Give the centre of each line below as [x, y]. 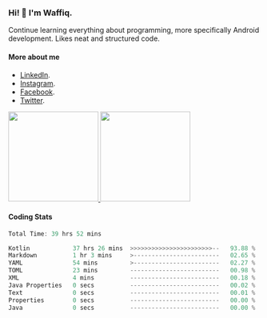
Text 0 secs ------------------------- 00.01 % [132, 292]
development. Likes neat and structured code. [84, 38]
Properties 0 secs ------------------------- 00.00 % [132, 300]
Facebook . [37, 92]
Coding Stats [30, 217]
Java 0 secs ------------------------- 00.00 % [132, 308]
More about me [34, 57]
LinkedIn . [35, 74]
